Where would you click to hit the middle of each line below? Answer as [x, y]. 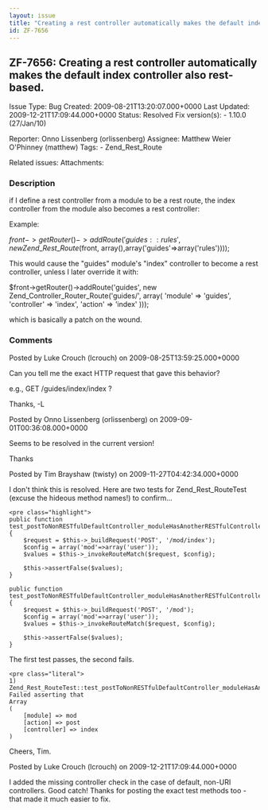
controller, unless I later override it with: [74, 272]
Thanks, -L [27, 404]
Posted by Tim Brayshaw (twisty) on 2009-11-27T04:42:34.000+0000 [124, 474]
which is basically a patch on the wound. [76, 320]
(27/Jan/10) [28, 123]
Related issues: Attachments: [56, 163]
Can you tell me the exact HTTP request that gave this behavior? [115, 373]
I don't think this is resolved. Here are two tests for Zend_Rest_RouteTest [128, 489]
